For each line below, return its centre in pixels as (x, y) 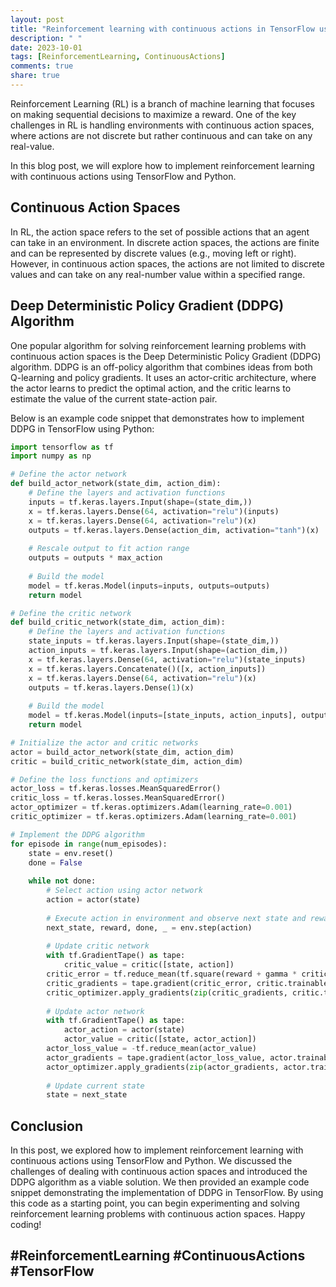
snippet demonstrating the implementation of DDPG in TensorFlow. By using (167, 1193)
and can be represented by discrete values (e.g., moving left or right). (153, 253)
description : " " (46, 38)
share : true (35, 76)
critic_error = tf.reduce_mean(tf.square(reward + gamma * (172, 974)
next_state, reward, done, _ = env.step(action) (149, 927)
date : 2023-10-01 (46, 47)
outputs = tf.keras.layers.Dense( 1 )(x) (111, 687)
